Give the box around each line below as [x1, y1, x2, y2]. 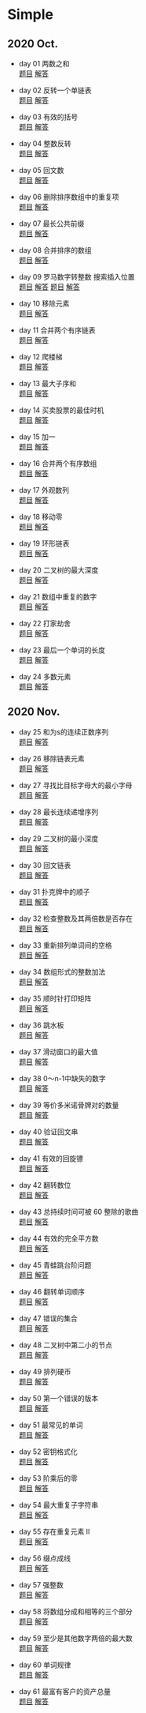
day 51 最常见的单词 [18, 1420, 83, 1429]
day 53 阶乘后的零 [18, 1473, 78, 1482]
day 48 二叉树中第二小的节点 [18, 1340, 113, 1350]
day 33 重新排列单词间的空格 [18, 940, 113, 949]
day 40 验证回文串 [18, 1127, 78, 1136]
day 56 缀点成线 [18, 1553, 71, 1563]
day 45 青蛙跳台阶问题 [18, 1260, 92, 1269]
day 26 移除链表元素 [18, 753, 85, 763]
